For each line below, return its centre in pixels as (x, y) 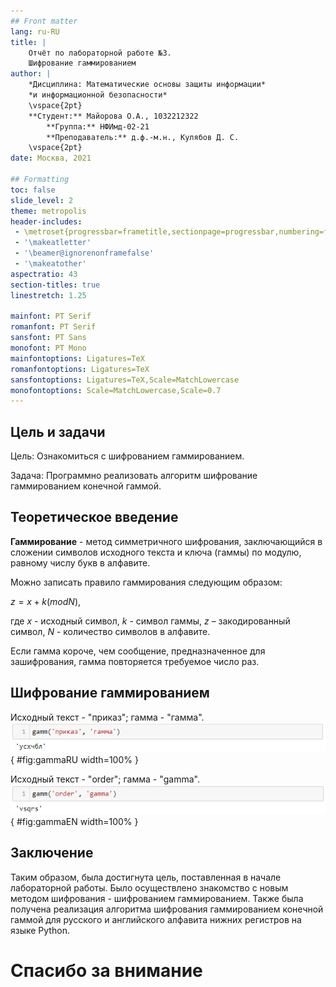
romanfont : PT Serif (53, 327)
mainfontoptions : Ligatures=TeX (77, 358)
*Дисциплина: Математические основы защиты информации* (147, 85)
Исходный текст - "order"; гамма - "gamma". (105, 779)
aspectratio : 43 (44, 274)
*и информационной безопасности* (98, 95)
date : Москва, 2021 (51, 158)
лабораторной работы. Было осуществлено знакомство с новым (149, 887)
